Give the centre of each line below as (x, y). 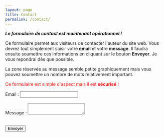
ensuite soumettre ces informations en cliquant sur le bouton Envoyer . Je (81, 54)
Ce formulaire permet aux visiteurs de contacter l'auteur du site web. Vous (82, 43)
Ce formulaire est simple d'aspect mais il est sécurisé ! (62, 84)
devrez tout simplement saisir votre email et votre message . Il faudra (76, 49)
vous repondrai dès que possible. (40, 59)
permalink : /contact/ (28, 19)
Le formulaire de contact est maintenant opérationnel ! (64, 34)
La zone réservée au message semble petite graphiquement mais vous (78, 69)
